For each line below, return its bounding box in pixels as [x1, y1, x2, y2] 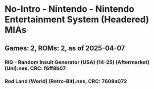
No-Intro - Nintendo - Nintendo [4, 3, 135, 15]
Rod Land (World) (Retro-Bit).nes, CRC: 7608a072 [4, 78, 127, 85]
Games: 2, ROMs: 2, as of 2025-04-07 [4, 44, 125, 52]
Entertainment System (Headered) [4, 14, 150, 25]
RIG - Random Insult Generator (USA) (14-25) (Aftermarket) [4, 59, 150, 65]
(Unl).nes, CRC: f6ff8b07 [4, 65, 66, 72]
